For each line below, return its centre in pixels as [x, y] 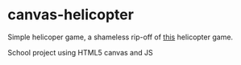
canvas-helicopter [71, 15]
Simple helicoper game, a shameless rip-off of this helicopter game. [120, 37]
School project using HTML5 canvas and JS [81, 52]
